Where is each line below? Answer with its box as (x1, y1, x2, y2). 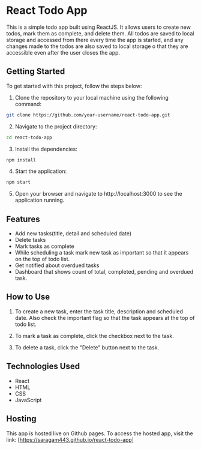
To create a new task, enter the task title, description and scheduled (14, 307, 184, 315)
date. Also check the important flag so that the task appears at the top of (14, 314, 195, 321)
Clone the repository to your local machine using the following (14, 94, 169, 101)
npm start (6, 179, 31, 185)
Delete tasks (14, 237, 46, 244)
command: (14, 100, 42, 107)
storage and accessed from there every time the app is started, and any (6, 36, 184, 43)
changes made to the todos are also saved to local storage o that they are (6, 43, 188, 50)
